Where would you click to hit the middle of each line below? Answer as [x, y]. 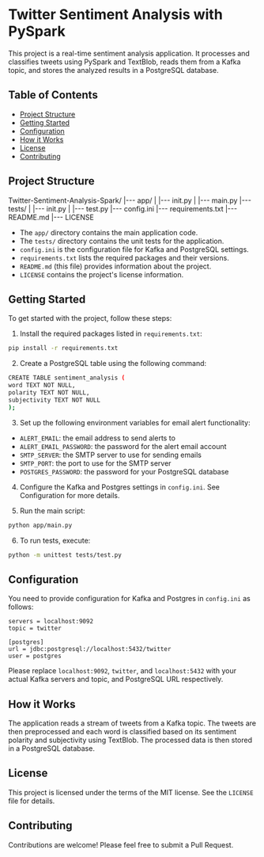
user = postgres [35, 656]
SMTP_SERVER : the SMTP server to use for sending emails [110, 455]
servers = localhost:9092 [51, 622]
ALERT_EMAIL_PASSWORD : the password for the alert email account [123, 446]
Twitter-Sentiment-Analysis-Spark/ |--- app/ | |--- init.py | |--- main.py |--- [130, 200]
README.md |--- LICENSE [51, 217]
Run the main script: [52, 510]
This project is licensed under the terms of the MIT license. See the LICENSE [131, 792]
